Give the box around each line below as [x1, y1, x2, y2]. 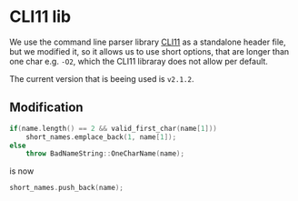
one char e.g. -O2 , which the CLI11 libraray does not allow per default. [9, 55, 268, 66]
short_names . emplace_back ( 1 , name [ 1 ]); [25, 132, 177, 142]
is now [9, 166, 35, 176]
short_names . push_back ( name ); [9, 184, 124, 193]
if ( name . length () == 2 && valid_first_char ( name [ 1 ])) [9, 124, 218, 133]
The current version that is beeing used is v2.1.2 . [9, 73, 194, 84]
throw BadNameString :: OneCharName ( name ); [25, 149, 184, 158]
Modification [9, 100, 84, 116]
